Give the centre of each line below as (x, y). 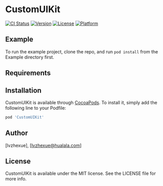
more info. (16, 179)
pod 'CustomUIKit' (25, 117)
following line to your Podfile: (36, 108)
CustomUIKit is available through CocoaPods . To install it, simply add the (81, 102)
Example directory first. (30, 57)
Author (17, 133)
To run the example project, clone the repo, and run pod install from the (82, 51)
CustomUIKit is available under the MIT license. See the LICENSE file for (80, 173)
